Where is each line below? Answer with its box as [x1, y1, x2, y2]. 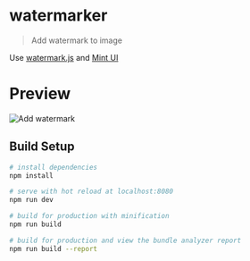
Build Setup [9, 139, 75, 155]
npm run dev [9, 196, 54, 205]
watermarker [9, 5, 108, 26]
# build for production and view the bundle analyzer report [9, 236, 242, 245]
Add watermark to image [30, 35, 123, 46]
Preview [9, 84, 71, 104]
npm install [9, 171, 54, 180]
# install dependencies [9, 163, 98, 172]
